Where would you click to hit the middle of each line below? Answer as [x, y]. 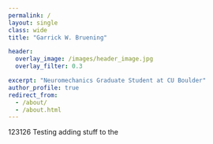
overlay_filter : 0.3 [49, 66]
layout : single [33, 23]
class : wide [28, 30]
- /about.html [38, 110]
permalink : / [30, 15]
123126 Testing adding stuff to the [63, 132]
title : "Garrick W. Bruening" [58, 37]
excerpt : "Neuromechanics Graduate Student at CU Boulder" [107, 80]
